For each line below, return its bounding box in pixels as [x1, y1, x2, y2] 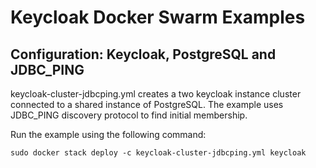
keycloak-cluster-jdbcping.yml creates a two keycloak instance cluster [10, 88, 302, 100]
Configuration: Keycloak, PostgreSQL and [10, 46, 277, 63]
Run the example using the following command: [10, 129, 207, 140]
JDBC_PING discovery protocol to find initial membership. [10, 109, 248, 121]
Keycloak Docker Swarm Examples [10, 6, 306, 29]
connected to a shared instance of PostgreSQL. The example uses [10, 99, 284, 110]
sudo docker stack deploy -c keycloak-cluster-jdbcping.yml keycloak [10, 148, 307, 158]
